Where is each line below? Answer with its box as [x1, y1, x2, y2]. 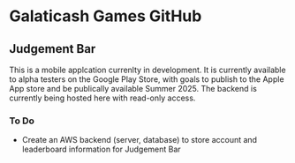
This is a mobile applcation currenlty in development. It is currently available [9, 64, 286, 75]
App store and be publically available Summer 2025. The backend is [9, 84, 258, 93]
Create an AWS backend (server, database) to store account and [21, 135, 258, 145]
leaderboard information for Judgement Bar [21, 144, 181, 155]
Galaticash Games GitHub [9, 6, 202, 26]
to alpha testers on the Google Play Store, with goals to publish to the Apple [9, 74, 284, 85]
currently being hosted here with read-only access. [9, 93, 196, 103]
